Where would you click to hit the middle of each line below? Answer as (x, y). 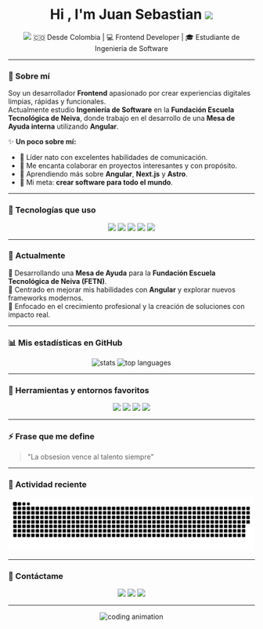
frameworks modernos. (46, 298)
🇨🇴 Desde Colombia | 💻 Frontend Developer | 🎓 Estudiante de (136, 37)
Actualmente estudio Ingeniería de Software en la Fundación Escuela (121, 110)
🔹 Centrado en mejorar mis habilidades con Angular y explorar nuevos (122, 289)
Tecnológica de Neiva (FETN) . (58, 281)
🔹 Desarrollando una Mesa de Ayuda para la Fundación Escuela (112, 273)
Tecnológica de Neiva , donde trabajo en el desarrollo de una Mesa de (122, 118)
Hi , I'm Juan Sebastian (126, 15)
